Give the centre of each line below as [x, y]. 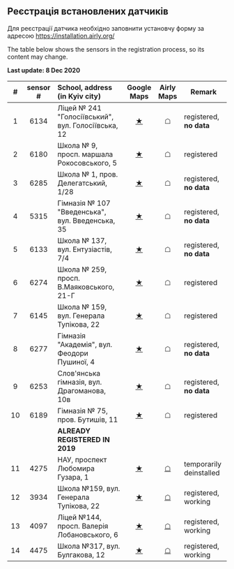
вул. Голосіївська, [88, 125]
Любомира [76, 468]
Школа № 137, [82, 240]
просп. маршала [85, 154]
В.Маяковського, [86, 287]
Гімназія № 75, [83, 411]
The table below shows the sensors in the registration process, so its [106, 49]
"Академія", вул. [85, 344]
